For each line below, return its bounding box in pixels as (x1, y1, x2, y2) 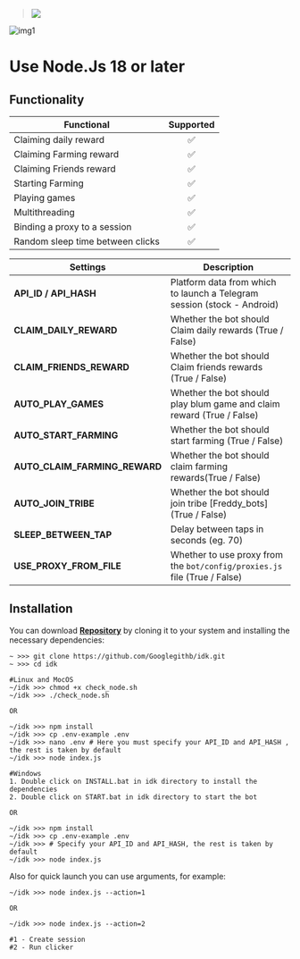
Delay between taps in (170, 523, 264, 535)
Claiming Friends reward (13, 163, 116, 174)
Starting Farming (13, 177, 84, 189)
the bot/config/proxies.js (170, 559, 283, 572)
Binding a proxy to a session (13, 221, 132, 232)
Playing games (13, 192, 76, 204)
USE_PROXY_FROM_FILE (13, 559, 122, 572)
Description (203, 261, 254, 273)
